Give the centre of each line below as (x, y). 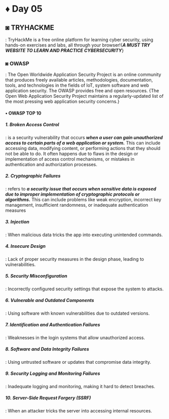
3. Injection (17, 222)
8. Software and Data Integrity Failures (47, 349)
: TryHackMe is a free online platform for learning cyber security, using (79, 40)
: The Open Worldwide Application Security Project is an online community (83, 74)
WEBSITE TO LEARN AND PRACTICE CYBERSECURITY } (65, 50)
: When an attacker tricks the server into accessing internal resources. (79, 410)
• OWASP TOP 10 (23, 113)
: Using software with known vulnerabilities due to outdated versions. (77, 313)
